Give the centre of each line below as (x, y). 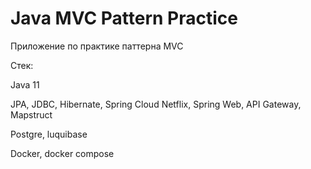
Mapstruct (31, 114)
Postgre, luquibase (49, 134)
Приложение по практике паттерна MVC (97, 46)
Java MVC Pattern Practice (124, 18)
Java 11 (25, 84)
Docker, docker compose (62, 153)
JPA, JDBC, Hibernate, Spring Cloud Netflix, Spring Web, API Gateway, (156, 104)
